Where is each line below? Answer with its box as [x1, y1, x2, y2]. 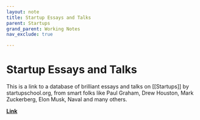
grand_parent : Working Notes [6, 25, 80, 32]
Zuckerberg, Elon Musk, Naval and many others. [6, 96, 127, 103]
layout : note [6, 8, 40, 15]
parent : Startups [6, 20, 51, 26]
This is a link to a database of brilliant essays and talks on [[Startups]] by [6, 83, 189, 90]
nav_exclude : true [6, 32, 53, 38]
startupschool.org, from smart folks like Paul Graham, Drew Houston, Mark [6, 89, 194, 97]
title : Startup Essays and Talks [6, 15, 91, 21]
